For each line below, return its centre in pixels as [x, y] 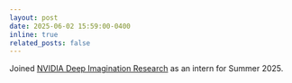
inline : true [34, 34]
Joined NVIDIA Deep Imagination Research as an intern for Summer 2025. [146, 69]
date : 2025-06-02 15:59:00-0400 [70, 26]
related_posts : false [50, 43]
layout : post [34, 18]
